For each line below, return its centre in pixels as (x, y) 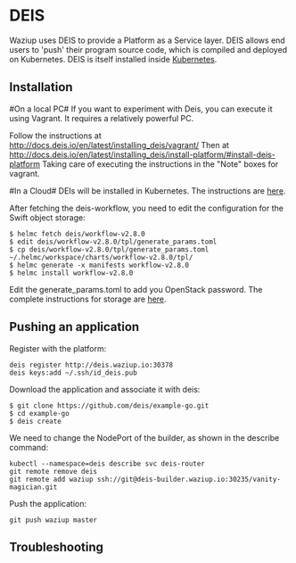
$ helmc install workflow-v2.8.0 (71, 273)
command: (29, 447)
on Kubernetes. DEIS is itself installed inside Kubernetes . (113, 59)
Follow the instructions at (55, 136)
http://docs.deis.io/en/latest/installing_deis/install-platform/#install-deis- (143, 154)
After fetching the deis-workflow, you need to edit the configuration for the (146, 208)
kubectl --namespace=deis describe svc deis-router (107, 464)
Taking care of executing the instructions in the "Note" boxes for (160, 164)
